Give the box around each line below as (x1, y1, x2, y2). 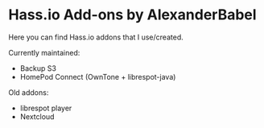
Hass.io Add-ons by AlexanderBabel (8, 6, 257, 24)
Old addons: (8, 87, 49, 97)
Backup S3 (19, 63, 56, 73)
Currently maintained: (8, 47, 80, 57)
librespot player (19, 103, 72, 113)
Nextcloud (19, 111, 55, 122)
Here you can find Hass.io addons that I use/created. (8, 32, 184, 42)
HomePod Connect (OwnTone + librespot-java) (19, 72, 176, 81)
